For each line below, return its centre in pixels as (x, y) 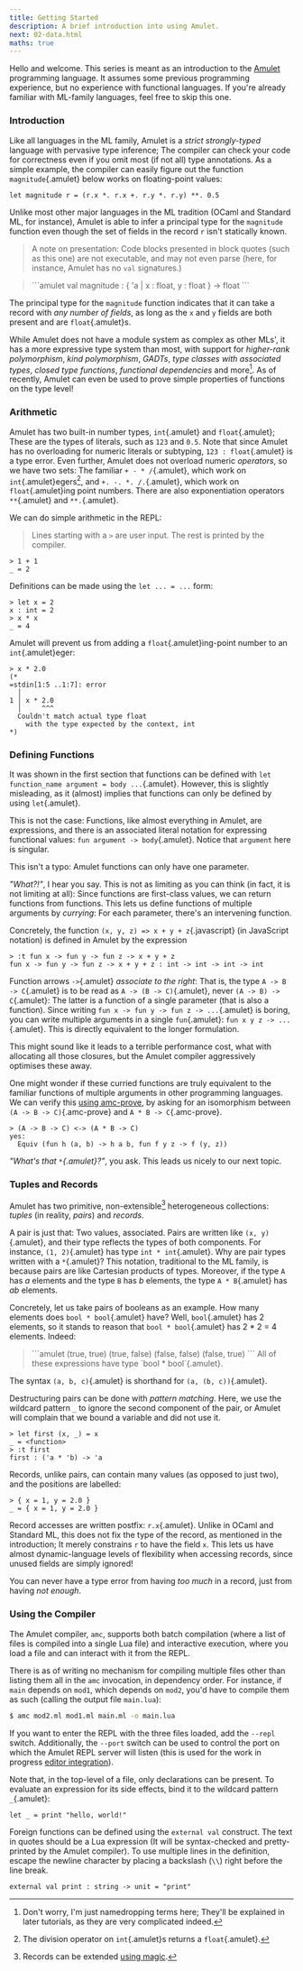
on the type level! (41, 389)
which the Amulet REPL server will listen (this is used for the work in (135, 1752)
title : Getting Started (54, 18)
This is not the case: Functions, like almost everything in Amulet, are (136, 821)
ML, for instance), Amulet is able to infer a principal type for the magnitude (147, 221)
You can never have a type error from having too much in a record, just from (151, 1581)
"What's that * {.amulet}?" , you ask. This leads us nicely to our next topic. (146, 1161)
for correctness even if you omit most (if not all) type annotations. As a (141, 160)
